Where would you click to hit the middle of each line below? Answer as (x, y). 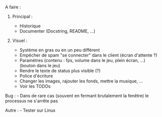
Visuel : (20, 40)
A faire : (13, 7)
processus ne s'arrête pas (31, 101)
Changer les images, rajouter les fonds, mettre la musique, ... (81, 81)
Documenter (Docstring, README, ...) (57, 31)
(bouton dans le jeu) (40, 66)
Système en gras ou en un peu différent (60, 50)
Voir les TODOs (35, 86)
